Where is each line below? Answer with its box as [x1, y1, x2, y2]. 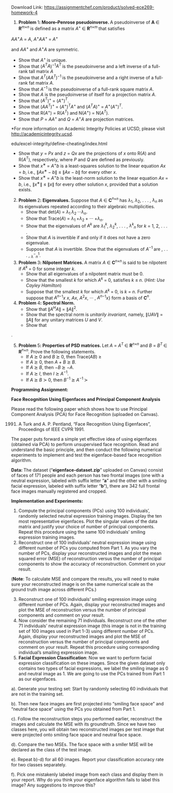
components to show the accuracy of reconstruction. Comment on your [18, 561, 166, 567]
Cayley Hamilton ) [25, 282, 62, 288]
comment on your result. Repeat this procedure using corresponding [18, 644, 160, 650]
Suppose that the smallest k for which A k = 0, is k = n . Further [25, 288, 153, 294]
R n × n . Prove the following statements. [18, 347, 96, 354]
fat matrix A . [28, 80, 54, 86]
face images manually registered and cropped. [11, 488, 107, 494]
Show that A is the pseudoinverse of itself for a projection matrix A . [18, 91, 157, 97]
